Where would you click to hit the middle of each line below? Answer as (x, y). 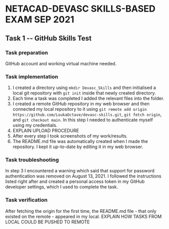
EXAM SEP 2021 (40, 19)
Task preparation (27, 53)
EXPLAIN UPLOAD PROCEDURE (46, 131)
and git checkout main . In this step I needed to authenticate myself (83, 120)
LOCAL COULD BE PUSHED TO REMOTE (48, 222)
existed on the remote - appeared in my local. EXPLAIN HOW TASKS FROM (83, 216)
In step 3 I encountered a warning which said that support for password (80, 171)
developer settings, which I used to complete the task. (62, 187)
